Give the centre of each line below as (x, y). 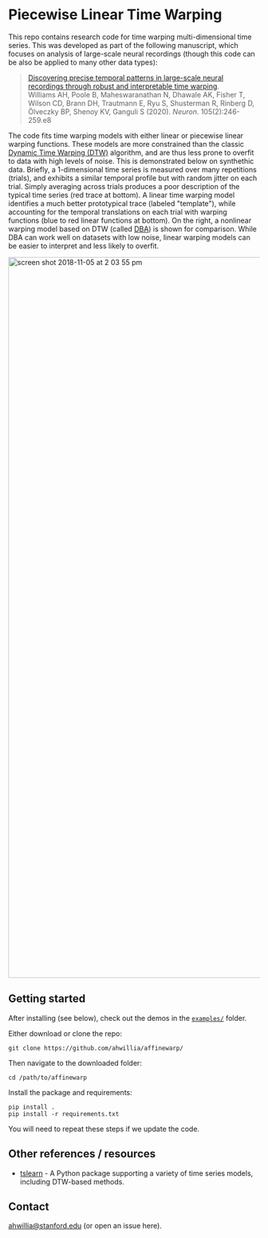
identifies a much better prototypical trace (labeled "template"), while (122, 203)
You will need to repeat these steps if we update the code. (104, 1129)
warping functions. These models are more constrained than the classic (126, 144)
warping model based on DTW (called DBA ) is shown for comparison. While (133, 228)
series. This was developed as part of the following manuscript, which (124, 45)
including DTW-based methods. (72, 1181)
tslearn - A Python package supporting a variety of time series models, (136, 1173)
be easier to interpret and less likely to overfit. (84, 246)
